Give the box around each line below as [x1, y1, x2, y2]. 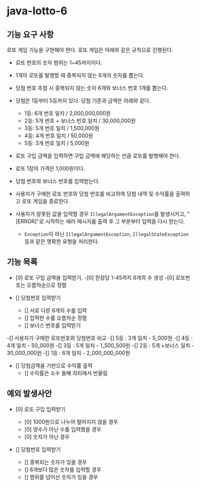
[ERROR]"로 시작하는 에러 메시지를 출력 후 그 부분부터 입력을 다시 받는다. [15, 218, 185, 225]
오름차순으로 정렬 [26, 281, 67, 289]
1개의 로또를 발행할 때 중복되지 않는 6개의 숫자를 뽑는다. [15, 72, 145, 79]
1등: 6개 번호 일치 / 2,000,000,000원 [24, 110, 111, 117]
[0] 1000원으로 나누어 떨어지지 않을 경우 [24, 418, 118, 425]
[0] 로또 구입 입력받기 [15, 405, 66, 413]
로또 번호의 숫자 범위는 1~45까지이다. [15, 59, 103, 66]
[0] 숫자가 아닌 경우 [24, 433, 70, 440]
